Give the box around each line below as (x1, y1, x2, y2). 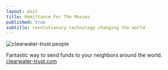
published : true (6, 19, 46, 25)
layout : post (6, 8, 38, 14)
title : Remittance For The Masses (6, 14, 91, 20)
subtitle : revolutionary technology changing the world (6, 24, 145, 31)
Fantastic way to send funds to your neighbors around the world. (6, 51, 163, 58)
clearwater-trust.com (6, 58, 57, 65)
